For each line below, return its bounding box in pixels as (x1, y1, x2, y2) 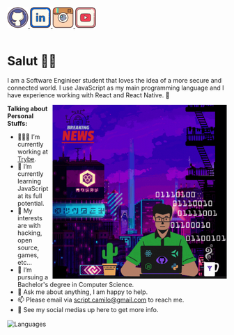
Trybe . (17, 154, 37, 163)
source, (17, 243, 40, 252)
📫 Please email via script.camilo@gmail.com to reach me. (17, 295, 185, 304)
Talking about (7, 104, 48, 113)
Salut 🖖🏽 (7, 54, 57, 69)
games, (17, 250, 40, 259)
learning (17, 177, 42, 185)
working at (17, 147, 49, 156)
